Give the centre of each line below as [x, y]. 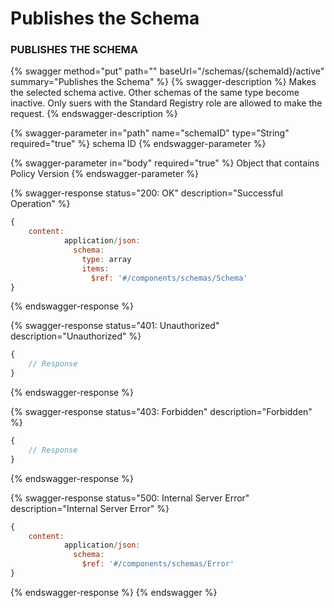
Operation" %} [40, 204]
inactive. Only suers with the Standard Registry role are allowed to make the [166, 103]
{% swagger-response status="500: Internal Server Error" [130, 498]
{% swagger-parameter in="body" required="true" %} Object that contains [165, 163]
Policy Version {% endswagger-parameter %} [104, 174]
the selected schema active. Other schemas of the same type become [155, 93]
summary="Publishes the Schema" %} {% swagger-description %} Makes [163, 82]
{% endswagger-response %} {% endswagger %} [114, 592]
